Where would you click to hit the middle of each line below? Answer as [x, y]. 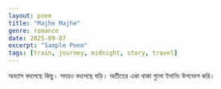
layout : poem [30, 16]
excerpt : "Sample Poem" [48, 46]
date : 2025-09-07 [37, 38]
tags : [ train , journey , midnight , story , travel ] [93, 53]
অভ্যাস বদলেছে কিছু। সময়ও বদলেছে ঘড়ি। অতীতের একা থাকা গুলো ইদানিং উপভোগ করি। [112, 76]
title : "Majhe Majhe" [45, 23]
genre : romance [34, 30]
